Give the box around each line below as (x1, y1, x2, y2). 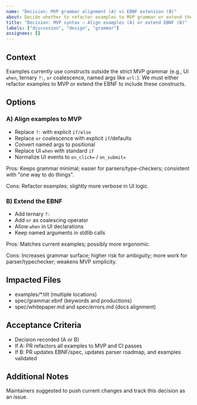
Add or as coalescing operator (14, 216, 89, 223)
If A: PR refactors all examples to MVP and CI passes (14, 342, 142, 349)
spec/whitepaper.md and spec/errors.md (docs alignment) (14, 303, 157, 310)
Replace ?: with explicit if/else (14, 128, 91, 135)
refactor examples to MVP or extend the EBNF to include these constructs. (6, 80, 186, 87)
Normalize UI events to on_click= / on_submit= (14, 153, 126, 160)
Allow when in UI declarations (14, 223, 84, 230)
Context (6, 52, 36, 62)
